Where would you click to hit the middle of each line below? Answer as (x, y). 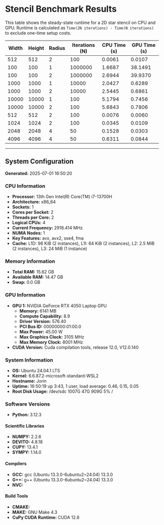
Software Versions (28, 404)
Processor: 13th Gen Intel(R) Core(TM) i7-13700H (62, 197)
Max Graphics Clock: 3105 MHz (52, 337)
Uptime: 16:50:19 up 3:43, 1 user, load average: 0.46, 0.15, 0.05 (75, 386)
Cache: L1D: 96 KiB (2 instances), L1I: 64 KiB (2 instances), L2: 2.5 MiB (83, 244)
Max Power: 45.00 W (41, 332)
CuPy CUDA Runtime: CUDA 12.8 (46, 517)
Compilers (16, 464)
